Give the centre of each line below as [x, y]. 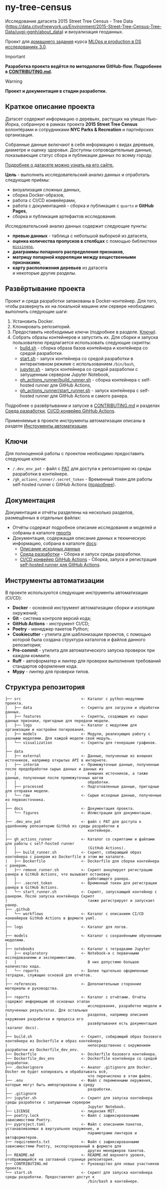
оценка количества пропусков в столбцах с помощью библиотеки [84, 241]
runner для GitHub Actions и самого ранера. [82, 395]
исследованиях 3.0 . [26, 47]
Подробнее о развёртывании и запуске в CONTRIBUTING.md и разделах [83, 406]
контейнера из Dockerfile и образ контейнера [53, 1041]
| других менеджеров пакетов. [76, 1150]
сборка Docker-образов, [38, 195]
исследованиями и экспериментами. [41, 957]
